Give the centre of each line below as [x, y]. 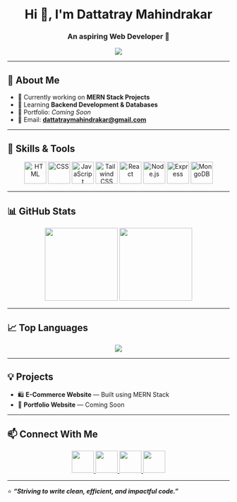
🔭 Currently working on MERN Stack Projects [84, 97]
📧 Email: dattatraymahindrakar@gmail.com [82, 120]
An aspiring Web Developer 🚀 [119, 37]
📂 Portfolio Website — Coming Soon [71, 405]
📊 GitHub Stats [42, 211]
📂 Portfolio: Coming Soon [54, 112]
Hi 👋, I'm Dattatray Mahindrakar [119, 14]
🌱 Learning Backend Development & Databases [88, 104]
